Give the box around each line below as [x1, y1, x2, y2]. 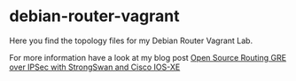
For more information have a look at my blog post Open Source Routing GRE [9, 52, 286, 63]
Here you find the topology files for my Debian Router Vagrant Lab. [9, 35, 253, 46]
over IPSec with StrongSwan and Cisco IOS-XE [9, 62, 181, 72]
